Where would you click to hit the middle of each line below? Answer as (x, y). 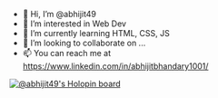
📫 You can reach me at (67, 53)
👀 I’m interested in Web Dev (74, 24)
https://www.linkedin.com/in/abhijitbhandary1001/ (115, 66)
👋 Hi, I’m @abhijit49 (59, 14)
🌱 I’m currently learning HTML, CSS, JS (96, 33)
